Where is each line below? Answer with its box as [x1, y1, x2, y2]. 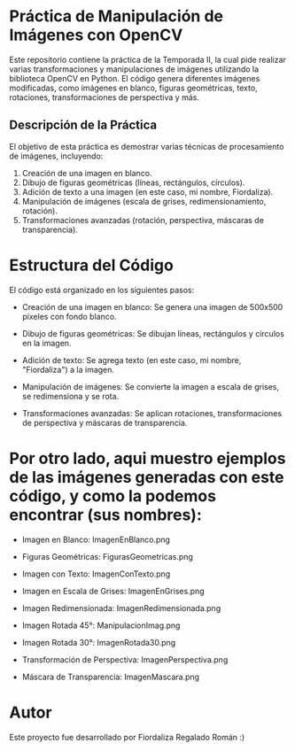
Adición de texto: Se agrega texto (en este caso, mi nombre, [21, 354, 242, 365]
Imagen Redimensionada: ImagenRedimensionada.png [21, 602, 221, 613]
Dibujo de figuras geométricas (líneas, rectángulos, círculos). [21, 177, 245, 188]
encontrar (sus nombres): [9, 505, 202, 524]
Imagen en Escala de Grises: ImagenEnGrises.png [21, 585, 206, 596]
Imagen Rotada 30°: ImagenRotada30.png [21, 637, 176, 647]
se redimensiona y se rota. [21, 391, 120, 401]
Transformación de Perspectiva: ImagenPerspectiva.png [21, 654, 229, 665]
